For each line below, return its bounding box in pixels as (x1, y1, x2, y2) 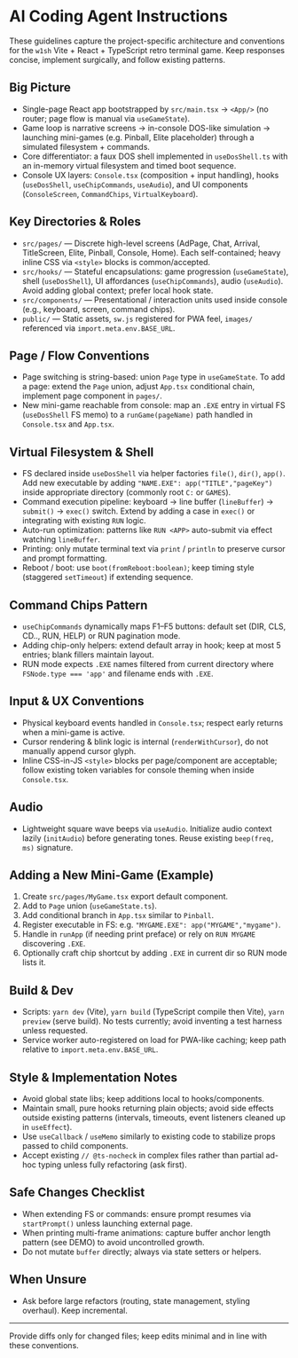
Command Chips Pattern (9, 597, 148, 613)
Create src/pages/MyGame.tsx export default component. (21, 891, 229, 902)
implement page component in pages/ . (21, 390, 162, 401)
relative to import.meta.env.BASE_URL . (21, 1044, 159, 1055)
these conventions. (9, 1339, 80, 1350)
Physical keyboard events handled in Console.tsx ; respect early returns (21, 717, 284, 728)
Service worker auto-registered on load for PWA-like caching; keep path (21, 1035, 286, 1046)
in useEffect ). (21, 1122, 73, 1133)
